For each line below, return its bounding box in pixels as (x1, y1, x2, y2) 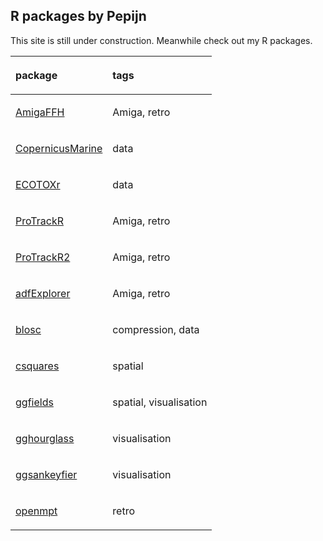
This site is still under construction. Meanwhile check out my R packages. (10, 34, 313, 46)
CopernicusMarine (15, 141, 103, 155)
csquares (15, 359, 60, 373)
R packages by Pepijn (10, 8, 147, 25)
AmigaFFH (15, 105, 65, 119)
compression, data (112, 322, 200, 336)
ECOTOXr (15, 177, 61, 191)
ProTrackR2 (15, 250, 71, 264)
